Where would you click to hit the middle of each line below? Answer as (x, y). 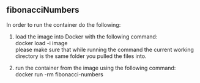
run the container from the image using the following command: (95, 68)
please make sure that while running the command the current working (105, 49)
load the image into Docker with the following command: (86, 37)
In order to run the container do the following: (64, 24)
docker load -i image (41, 43)
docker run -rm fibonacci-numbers (59, 74)
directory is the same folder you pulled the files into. (81, 56)
